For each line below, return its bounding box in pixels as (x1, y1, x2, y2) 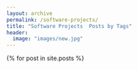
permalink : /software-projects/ (6, 16, 98, 23)
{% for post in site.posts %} (6, 54, 85, 62)
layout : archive (6, 10, 53, 17)
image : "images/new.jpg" (12, 36, 83, 42)
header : (6, 29, 29, 36)
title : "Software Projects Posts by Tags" (6, 23, 133, 29)
